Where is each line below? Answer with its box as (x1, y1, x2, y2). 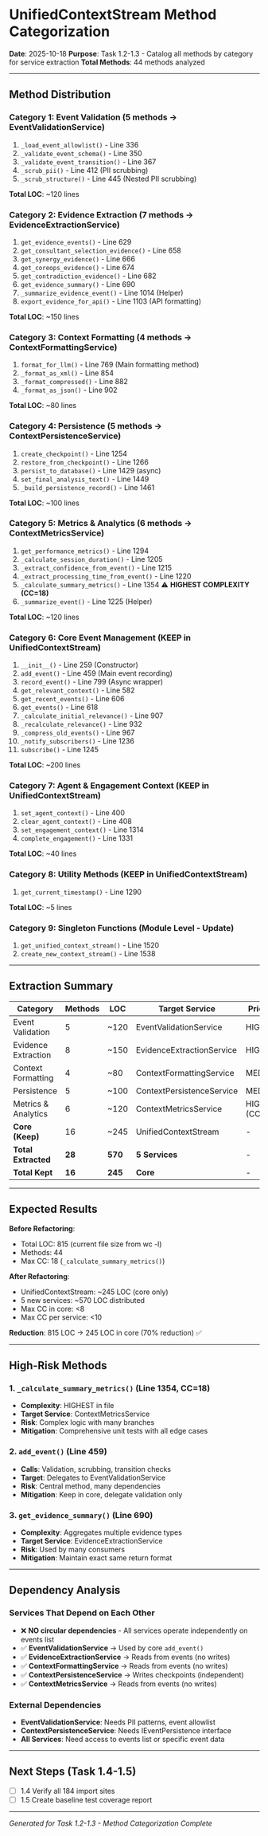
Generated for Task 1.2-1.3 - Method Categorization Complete (9, 1818, 213, 1828)
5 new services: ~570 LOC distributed (20, 1295, 146, 1304)
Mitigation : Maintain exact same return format (20, 1552, 173, 1563)
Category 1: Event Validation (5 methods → (9, 112, 177, 123)
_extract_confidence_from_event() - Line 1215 (20, 563, 173, 572)
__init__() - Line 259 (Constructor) (20, 660, 138, 670)
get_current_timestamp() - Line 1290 (20, 887, 142, 896)
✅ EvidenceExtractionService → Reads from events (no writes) (20, 1652, 231, 1661)
